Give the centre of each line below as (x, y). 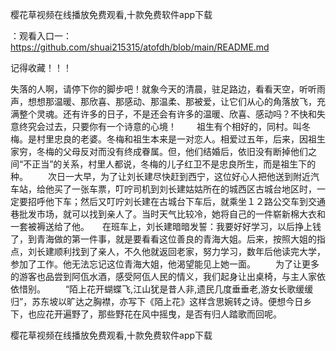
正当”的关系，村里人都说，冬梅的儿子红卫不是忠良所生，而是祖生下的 (174, 164)
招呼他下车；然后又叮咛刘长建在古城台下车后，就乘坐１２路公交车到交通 (176, 201)
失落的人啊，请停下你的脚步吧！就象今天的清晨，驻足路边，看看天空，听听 (163, 89)
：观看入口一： (41, 36)
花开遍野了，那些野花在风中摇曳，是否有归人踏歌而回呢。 (163, 314)
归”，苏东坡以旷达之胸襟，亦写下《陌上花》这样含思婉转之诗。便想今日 (157, 301)
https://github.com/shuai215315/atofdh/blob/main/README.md (140, 47)
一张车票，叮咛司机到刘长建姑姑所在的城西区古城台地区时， (194, 189)
